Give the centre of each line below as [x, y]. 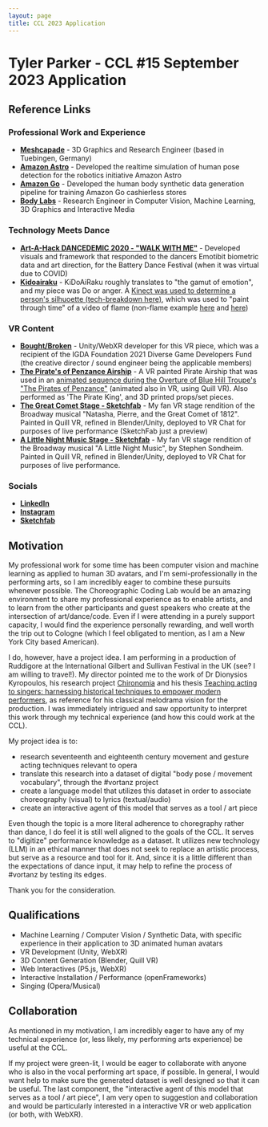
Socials [23, 486]
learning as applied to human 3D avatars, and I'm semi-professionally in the [133, 574]
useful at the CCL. [38, 1048]
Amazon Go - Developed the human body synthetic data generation [132, 184]
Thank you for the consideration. [62, 890]
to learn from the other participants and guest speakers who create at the [129, 608]
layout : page [30, 16]
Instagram [37, 512]
